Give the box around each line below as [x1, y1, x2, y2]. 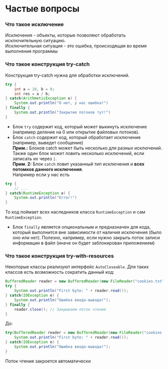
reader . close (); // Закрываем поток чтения [14, 307, 106, 312]
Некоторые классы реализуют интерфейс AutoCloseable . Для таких [5, 264, 149, 270]
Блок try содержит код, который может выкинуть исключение [12, 123, 147, 129]
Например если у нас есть [12, 171, 70, 177]
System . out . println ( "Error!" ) [14, 195, 77, 201]
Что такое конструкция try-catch [5, 61, 90, 68]
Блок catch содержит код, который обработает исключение [12, 134, 141, 140]
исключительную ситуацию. [5, 38, 66, 44]
